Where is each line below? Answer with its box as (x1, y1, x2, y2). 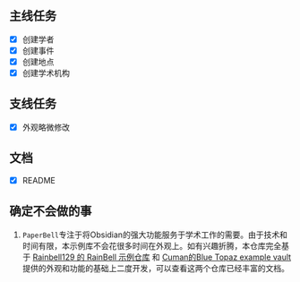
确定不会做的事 (9, 204, 92, 219)
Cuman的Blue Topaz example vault (161, 252, 292, 262)
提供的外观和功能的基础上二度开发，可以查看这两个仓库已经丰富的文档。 (21, 262, 289, 273)
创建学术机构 (21, 68, 70, 78)
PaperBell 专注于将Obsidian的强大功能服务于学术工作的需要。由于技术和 (21, 229, 288, 240)
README (21, 175, 56, 185)
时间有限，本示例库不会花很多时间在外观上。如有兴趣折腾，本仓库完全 (21, 240, 282, 251)
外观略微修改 (21, 122, 70, 132)
